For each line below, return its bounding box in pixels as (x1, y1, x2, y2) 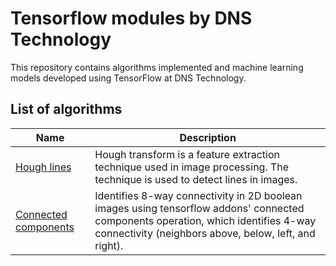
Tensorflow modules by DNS (10, 7, 253, 30)
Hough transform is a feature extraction (94, 147, 281, 161)
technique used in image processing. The (94, 160, 290, 174)
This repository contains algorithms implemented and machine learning (10, 61, 304, 73)
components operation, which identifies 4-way (94, 213, 317, 227)
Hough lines (15, 160, 72, 174)
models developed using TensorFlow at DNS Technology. (10, 72, 247, 84)
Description (179, 130, 237, 144)
